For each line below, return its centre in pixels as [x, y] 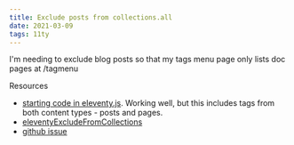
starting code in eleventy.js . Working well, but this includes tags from [148, 103]
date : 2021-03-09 [41, 26]
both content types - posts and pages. [92, 113]
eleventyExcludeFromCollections [82, 122]
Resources [29, 86]
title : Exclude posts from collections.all [91, 17]
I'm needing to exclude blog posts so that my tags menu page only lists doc [147, 60]
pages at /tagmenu [44, 68]
